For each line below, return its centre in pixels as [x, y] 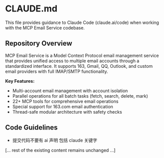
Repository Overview [39, 44]
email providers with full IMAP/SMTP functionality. [57, 71]
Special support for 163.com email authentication [63, 106]
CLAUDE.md [31, 9]
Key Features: [20, 81]
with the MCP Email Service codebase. [45, 27]
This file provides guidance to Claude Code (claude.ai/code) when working [82, 22]
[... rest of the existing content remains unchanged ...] [60, 150]
